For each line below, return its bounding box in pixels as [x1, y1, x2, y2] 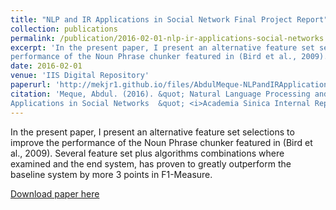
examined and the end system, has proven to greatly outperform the [10, 157, 292, 170]
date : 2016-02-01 [10, 61, 83, 71]
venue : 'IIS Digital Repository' [10, 71, 150, 81]
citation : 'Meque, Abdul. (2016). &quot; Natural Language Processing [10, 89, 311, 99]
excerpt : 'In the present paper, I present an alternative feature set [10, 42, 315, 53]
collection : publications [10, 24, 118, 34]
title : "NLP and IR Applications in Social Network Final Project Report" [10, 14, 329, 25]
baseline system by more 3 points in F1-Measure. [10, 168, 213, 180]
